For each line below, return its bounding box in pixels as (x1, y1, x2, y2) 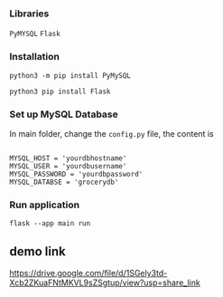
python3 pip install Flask (9, 87, 111, 96)
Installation (9, 51, 60, 63)
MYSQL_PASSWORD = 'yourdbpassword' (9, 169, 144, 178)
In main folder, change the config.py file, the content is (9, 128, 214, 139)
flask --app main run (9, 219, 91, 228)
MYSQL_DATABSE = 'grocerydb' (9, 177, 119, 187)
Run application (9, 198, 79, 211)
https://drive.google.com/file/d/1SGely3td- (9, 268, 168, 278)
